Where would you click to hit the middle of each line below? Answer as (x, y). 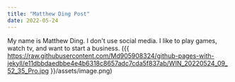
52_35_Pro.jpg (28, 71)
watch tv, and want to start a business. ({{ (68, 48)
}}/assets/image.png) (81, 71)
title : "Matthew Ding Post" (49, 14)
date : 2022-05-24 (33, 20)
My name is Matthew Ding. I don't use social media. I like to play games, (112, 40)
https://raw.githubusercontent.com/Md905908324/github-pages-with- (111, 55)
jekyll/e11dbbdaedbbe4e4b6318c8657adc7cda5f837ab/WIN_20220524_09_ (117, 63)
